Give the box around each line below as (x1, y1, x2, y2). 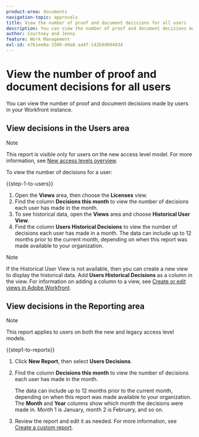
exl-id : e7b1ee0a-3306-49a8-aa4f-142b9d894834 (6, 42, 123, 48)
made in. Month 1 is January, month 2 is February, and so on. (14, 406, 164, 413)
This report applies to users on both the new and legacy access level (6, 328, 174, 336)
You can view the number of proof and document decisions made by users (6, 99, 188, 107)
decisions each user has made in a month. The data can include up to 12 (14, 229, 191, 237)
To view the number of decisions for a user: (6, 168, 113, 175)
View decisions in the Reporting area (6, 301, 145, 312)
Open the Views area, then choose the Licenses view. (14, 191, 147, 199)
